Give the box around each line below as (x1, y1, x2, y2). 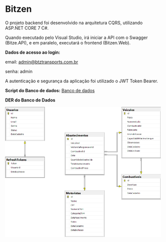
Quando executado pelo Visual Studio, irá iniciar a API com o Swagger (5, 35, 148, 40)
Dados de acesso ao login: (5, 49, 61, 55)
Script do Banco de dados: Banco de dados (5, 87, 95, 93)
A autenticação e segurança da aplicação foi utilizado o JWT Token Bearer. (5, 78, 158, 84)
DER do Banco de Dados (5, 97, 56, 103)
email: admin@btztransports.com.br (5, 59, 79, 65)
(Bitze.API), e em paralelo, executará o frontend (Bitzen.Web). (5, 39, 131, 45)
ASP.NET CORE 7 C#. (5, 25, 49, 31)
